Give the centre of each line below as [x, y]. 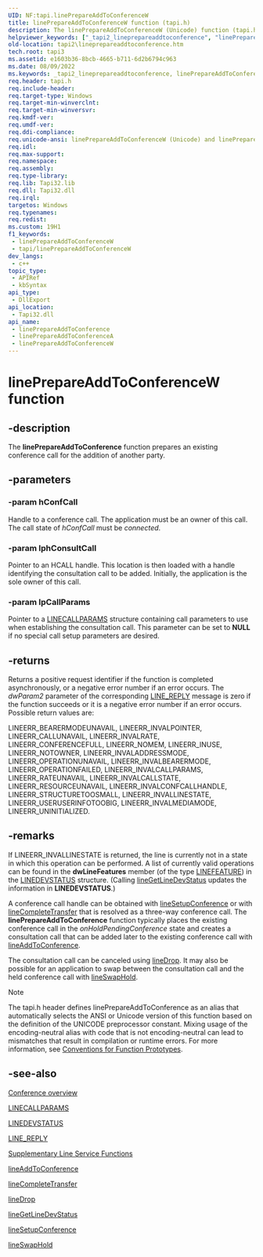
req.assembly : [31, 169]
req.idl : [22, 147]
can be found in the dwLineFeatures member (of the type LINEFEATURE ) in [130, 871]
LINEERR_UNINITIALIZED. [49, 811]
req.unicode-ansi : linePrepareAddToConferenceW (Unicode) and [112, 139]
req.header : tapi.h [40, 81]
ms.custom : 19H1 [34, 227]
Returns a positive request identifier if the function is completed [111, 680]
